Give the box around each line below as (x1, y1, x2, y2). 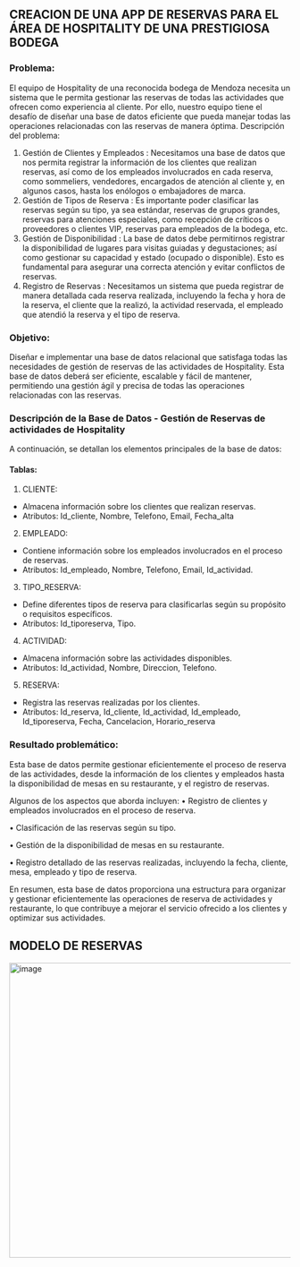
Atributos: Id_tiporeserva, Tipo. (21, 618, 137, 629)
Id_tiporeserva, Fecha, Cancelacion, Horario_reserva (21, 716, 216, 727)
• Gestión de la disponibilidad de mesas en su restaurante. (9, 839, 225, 850)
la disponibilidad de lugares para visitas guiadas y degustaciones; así (21, 242, 278, 253)
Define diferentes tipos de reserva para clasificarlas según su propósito (21, 599, 287, 610)
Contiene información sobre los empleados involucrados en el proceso (21, 545, 283, 556)
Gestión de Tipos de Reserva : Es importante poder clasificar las (21, 194, 259, 205)
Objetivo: (9, 331, 51, 344)
